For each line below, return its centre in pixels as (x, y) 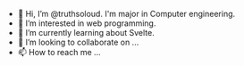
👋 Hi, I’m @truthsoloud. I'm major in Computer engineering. (126, 14)
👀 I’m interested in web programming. (87, 23)
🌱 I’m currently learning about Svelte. (86, 33)
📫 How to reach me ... (59, 52)
